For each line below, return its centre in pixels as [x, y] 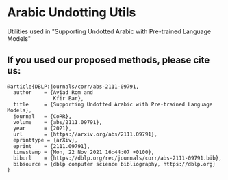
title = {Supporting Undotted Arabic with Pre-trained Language [113, 104]
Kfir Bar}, [68, 98]
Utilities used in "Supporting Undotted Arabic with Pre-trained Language [109, 31]
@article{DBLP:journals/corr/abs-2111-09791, [73, 87]
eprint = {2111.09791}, [52, 146]
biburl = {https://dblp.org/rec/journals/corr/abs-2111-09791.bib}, [118, 158]
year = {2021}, [42, 128]
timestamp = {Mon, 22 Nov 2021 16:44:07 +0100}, [84, 152]
